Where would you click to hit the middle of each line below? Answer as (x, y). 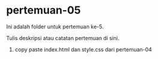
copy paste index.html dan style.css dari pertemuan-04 (83, 49)
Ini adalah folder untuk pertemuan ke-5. (55, 27)
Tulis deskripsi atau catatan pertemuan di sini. (63, 38)
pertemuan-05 (44, 10)
